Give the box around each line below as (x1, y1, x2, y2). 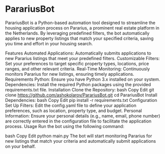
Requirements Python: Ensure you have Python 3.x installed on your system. (5, 76, 161, 82)
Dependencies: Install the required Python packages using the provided (5, 81, 151, 87)
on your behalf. (5, 143, 36, 149)
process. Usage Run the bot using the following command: (5, 123, 124, 129)
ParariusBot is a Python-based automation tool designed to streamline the (5, 20, 156, 26)
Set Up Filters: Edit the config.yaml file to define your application (5, 102, 137, 108)
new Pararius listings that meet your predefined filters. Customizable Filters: (5, 55, 160, 61)
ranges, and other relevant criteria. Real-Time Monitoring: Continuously (5, 65, 150, 72)
